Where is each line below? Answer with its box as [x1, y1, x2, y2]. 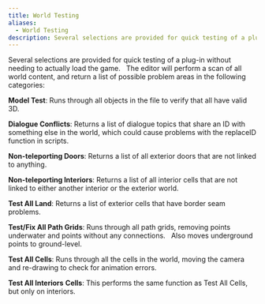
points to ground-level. [8, 239, 83, 249]
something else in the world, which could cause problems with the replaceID [8, 128, 256, 137]
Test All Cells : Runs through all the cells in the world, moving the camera [8, 254, 244, 265]
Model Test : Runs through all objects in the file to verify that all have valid [8, 96, 247, 105]
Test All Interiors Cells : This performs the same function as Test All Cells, [8, 278, 248, 288]
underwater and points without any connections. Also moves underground [8, 231, 254, 241]
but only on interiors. [8, 287, 77, 296]
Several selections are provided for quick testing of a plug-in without [8, 55, 231, 65]
